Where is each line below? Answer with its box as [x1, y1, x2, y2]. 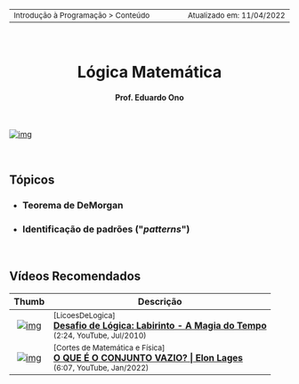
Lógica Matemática [77, 62, 222, 83]
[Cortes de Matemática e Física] [53, 342, 166, 353]
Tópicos [9, 172, 55, 187]
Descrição [137, 295, 182, 307]
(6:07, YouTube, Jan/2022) [53, 363, 149, 372]
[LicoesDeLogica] [53, 310, 116, 320]
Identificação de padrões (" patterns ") [21, 223, 190, 235]
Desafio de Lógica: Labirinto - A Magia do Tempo [53, 319, 267, 331]
